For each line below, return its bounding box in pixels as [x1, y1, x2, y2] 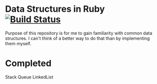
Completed [5, 58, 52, 69]
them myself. [5, 40, 32, 46]
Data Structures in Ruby [5, 3, 105, 15]
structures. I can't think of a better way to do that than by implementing [5, 35, 150, 41]
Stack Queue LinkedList [5, 74, 53, 80]
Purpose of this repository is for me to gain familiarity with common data [5, 30, 153, 36]
